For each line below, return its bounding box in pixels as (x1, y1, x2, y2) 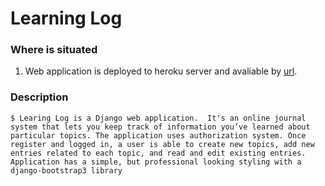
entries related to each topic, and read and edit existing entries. (10, 148, 307, 158)
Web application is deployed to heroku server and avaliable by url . (24, 65, 298, 77)
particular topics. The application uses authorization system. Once (10, 130, 307, 141)
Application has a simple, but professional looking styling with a (10, 157, 302, 167)
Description (10, 90, 69, 104)
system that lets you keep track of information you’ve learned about (10, 122, 311, 132)
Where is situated (10, 43, 98, 57)
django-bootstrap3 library (10, 165, 123, 176)
